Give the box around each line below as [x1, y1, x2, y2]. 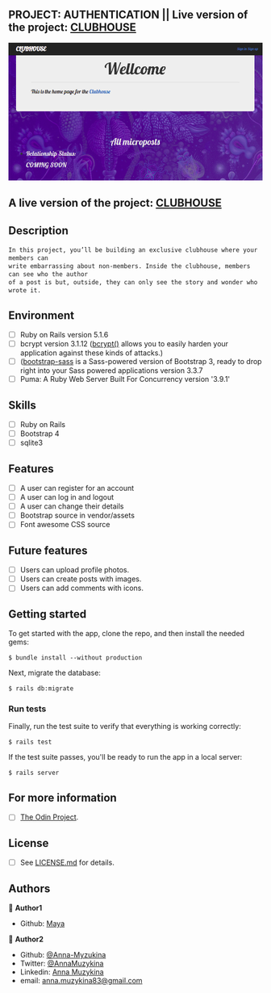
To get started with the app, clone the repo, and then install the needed [8, 629, 244, 639]
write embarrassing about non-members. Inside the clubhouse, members [8, 262, 251, 270]
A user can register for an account [19, 484, 135, 493]
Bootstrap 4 [19, 429, 60, 438]
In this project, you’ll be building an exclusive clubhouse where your [8, 246, 258, 254]
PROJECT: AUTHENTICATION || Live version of [8, 8, 248, 22]
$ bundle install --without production [8, 654, 143, 662]
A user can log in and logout [19, 492, 115, 502]
